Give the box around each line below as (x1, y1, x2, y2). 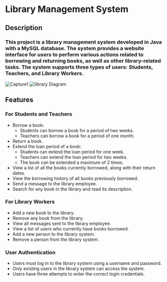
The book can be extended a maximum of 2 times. (19, 159, 124, 165)
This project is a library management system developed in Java (5, 39, 162, 46)
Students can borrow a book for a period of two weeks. (19, 127, 134, 133)
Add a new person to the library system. (12, 231, 95, 237)
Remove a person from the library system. (12, 236, 99, 242)
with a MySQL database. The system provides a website (5, 45, 144, 52)
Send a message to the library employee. (12, 180, 97, 186)
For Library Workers (5, 198, 55, 205)
